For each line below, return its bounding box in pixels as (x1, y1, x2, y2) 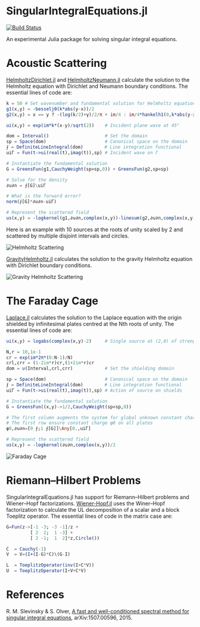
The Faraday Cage (6, 294, 99, 308)
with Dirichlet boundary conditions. (6, 262, 92, 269)
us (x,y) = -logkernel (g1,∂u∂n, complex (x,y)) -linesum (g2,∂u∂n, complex (6, 215, 183, 221)
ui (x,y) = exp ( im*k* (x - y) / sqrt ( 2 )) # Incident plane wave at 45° (6, 122, 180, 128)
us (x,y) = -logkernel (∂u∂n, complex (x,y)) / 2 (6, 442, 116, 448)
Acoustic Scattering (6, 57, 107, 70)
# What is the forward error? (6, 193, 82, 199)
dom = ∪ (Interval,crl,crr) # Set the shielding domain (6, 365, 174, 371)
